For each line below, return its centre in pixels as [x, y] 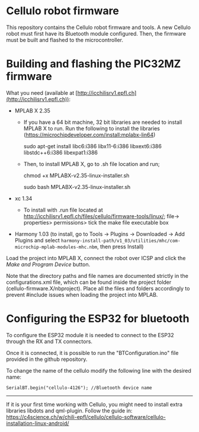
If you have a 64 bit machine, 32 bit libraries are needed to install [103, 122]
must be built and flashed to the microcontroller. [65, 40]
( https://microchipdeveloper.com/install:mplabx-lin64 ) [89, 135]
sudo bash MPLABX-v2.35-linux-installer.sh [77, 187]
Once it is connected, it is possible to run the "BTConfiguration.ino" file [92, 353]
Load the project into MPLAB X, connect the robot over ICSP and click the [96, 258]
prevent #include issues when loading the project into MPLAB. [82, 295]
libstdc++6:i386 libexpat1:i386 [61, 152]
